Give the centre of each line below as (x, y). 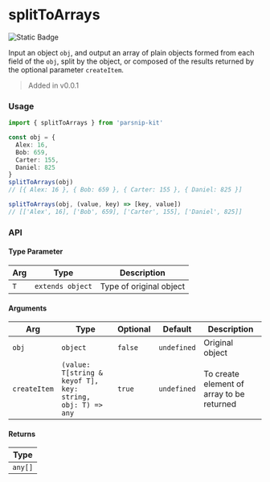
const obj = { (32, 138)
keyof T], (80, 381)
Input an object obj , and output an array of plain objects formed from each (131, 52)
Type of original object (143, 286)
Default (177, 329)
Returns (22, 434)
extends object (63, 286)
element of (224, 384)
